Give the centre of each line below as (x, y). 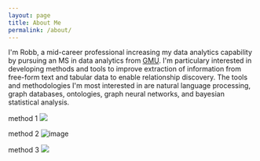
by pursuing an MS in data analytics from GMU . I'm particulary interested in (130, 60)
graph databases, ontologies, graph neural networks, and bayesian (117, 94)
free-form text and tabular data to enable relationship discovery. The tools (128, 77)
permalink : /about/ (40, 30)
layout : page (29, 15)
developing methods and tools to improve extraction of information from (125, 69)
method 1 (23, 119)
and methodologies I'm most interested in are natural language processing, (130, 86)
